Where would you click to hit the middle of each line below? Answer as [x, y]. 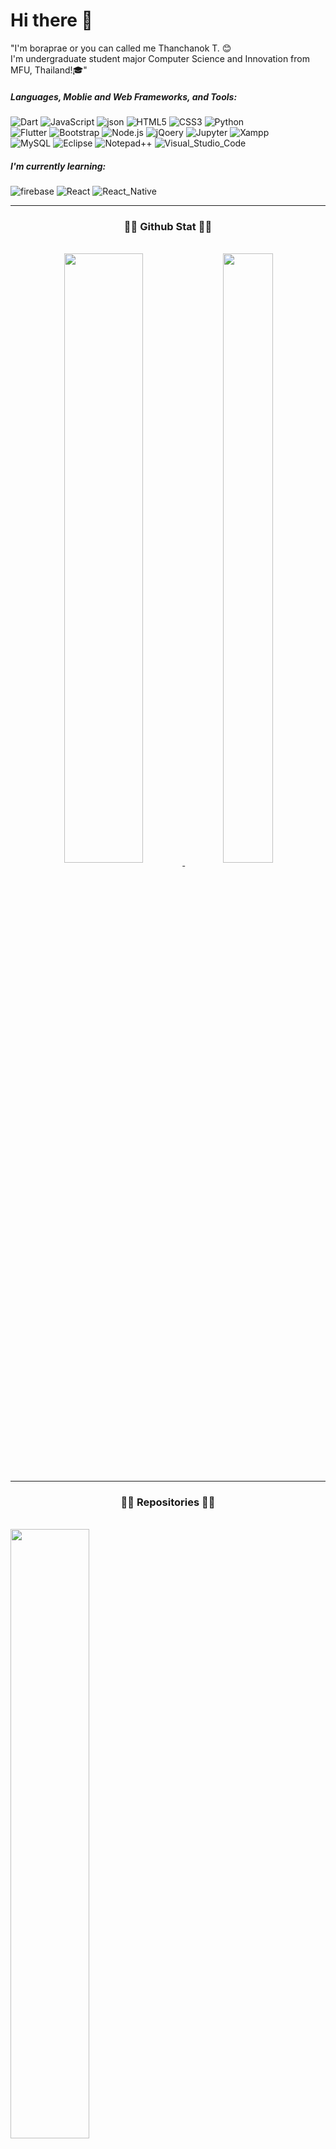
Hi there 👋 [51, 20]
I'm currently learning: [58, 166]
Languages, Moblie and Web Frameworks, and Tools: [124, 96]
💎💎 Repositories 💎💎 [168, 1502]
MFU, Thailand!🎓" [49, 70]
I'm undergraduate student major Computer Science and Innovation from [160, 58]
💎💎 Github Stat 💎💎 [168, 226]
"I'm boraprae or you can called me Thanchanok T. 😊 [121, 48]
